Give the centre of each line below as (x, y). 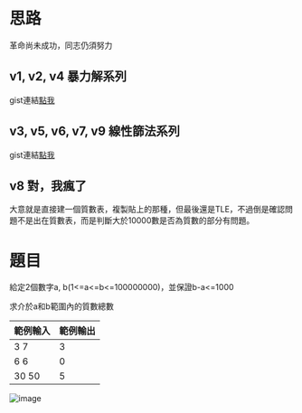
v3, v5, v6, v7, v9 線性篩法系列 (95, 131)
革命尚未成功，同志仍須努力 (61, 45)
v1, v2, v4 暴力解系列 (68, 76)
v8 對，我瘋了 (48, 186)
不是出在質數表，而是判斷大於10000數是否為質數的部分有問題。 (136, 221)
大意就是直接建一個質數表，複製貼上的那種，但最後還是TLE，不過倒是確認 (147, 210)
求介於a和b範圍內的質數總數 (62, 306)
